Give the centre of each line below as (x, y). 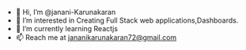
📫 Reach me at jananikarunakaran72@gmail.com (96, 37)
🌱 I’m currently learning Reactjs (67, 29)
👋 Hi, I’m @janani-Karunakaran (66, 12)
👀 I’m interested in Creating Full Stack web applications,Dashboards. (127, 20)
